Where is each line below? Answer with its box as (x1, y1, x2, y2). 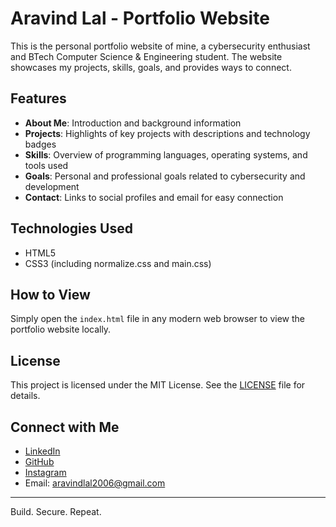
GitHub (24, 456, 55, 467)
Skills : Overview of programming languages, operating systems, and (24, 148, 308, 161)
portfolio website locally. (10, 323, 112, 336)
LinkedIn (24, 445, 61, 457)
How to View (10, 286, 91, 303)
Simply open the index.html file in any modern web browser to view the (10, 313, 306, 325)
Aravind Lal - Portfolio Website (10, 7, 270, 30)
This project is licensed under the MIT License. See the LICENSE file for (10, 379, 306, 391)
